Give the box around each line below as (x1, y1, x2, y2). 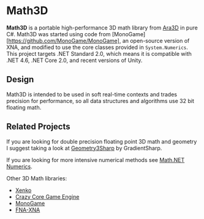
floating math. (6, 104, 42, 111)
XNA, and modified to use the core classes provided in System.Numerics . (6, 44, 189, 51)
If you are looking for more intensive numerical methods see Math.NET (6, 156, 185, 163)
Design (6, 74, 34, 85)
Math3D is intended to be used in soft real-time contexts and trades (6, 90, 178, 98)
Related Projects (6, 121, 70, 132)
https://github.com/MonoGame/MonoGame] (8, 37, 119, 44)
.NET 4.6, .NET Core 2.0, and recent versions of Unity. (6, 56, 143, 64)
